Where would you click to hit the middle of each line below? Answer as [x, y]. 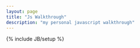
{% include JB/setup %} [35, 39]
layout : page [22, 11]
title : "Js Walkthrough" [36, 17]
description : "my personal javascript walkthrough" [70, 22]
